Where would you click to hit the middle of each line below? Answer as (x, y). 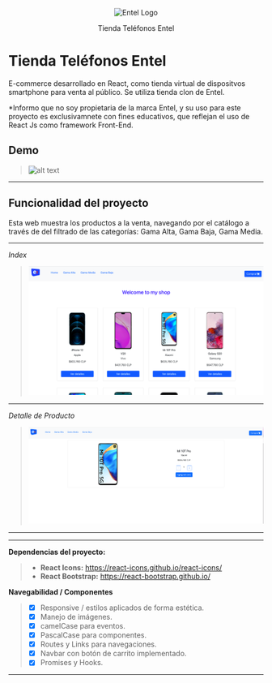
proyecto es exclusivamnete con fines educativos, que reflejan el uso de (129, 116)
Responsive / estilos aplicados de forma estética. (122, 608)
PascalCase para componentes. (93, 635)
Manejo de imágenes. (76, 616)
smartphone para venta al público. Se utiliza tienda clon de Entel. (117, 92)
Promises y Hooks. (72, 663)
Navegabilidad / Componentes (61, 591)
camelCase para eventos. (83, 626)
